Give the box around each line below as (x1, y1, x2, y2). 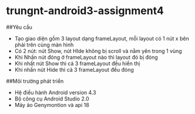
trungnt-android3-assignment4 (6, 4, 164, 18)
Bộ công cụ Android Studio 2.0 (14, 95, 89, 102)
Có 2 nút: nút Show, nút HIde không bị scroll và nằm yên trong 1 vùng (14, 47, 182, 54)
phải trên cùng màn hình (14, 41, 74, 48)
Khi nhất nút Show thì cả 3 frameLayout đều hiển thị (14, 60, 140, 67)
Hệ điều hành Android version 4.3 (14, 89, 96, 96)
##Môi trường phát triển (6, 78, 64, 85)
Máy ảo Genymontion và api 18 (14, 101, 89, 108)
